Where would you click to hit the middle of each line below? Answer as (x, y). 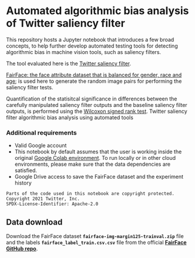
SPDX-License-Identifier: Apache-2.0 (52, 204)
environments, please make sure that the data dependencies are (93, 164)
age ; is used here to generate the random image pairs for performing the (94, 81)
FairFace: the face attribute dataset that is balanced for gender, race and (94, 75)
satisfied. (26, 170)
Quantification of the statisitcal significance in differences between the (92, 99)
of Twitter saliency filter (65, 23)
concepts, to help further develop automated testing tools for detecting (92, 46)
